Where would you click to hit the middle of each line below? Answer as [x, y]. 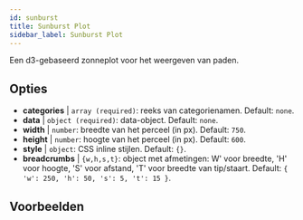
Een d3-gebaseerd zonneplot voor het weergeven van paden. [124, 61]
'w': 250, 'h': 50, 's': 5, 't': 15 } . [97, 178]
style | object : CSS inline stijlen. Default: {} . [104, 149]
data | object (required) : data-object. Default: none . [120, 120]
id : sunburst [34, 18]
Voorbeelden [47, 206]
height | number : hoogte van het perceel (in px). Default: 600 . [134, 139]
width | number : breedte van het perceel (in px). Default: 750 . [134, 130]
